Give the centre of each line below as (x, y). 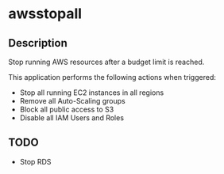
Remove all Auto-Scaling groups (72, 101)
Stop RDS (35, 161)
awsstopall (45, 14)
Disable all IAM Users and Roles (72, 118)
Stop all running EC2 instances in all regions (92, 93)
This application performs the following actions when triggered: (112, 77)
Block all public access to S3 (67, 109)
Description (38, 43)
